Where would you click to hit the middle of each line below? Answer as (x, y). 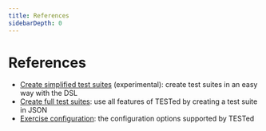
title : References (39, 16)
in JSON (34, 110)
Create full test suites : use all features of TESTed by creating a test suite (139, 101)
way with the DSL (49, 93)
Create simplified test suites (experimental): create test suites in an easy (139, 85)
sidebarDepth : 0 (35, 23)
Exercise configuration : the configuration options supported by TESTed (137, 119)
